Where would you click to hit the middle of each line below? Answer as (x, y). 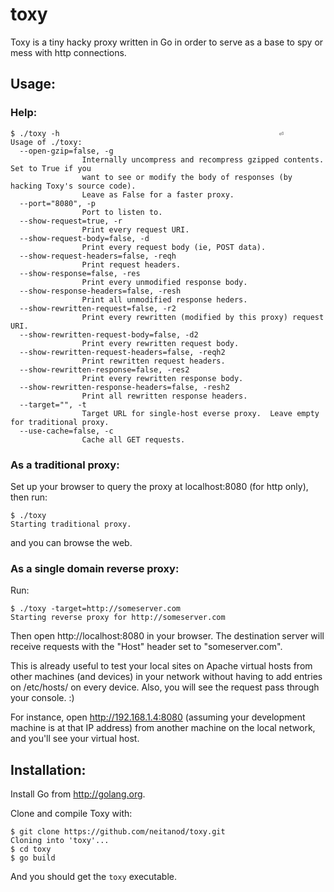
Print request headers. (131, 264)
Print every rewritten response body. (162, 378)
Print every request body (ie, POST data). (174, 247)
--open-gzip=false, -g (66, 151)
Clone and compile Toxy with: (71, 814)
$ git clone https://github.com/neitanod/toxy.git (118, 832)
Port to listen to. (122, 212)
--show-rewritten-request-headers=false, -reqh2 (122, 352)
